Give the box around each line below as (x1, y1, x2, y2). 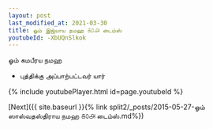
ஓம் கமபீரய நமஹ (8, 55, 62, 65)
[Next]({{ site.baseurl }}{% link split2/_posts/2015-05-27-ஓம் (8, 102, 205, 112)
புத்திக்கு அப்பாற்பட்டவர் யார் (19, 71, 105, 81)
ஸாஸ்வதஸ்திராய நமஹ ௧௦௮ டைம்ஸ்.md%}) (8, 112, 144, 121)
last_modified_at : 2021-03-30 (8, 19, 108, 27)
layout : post (8, 11, 51, 20)
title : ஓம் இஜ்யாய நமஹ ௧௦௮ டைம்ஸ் (8, 26, 122, 34)
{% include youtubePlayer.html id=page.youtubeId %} (8, 87, 184, 97)
